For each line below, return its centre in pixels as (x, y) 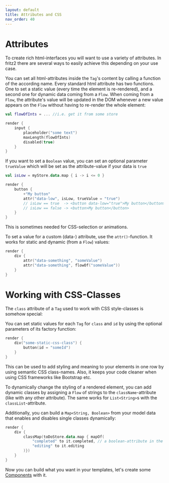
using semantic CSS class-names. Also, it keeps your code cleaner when (81, 372)
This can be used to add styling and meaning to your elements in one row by (84, 366)
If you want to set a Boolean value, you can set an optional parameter (76, 161)
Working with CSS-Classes (63, 295)
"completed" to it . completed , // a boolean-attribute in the (98, 441)
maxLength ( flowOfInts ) (47, 137)
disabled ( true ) (39, 142)
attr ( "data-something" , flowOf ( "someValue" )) (72, 265)
